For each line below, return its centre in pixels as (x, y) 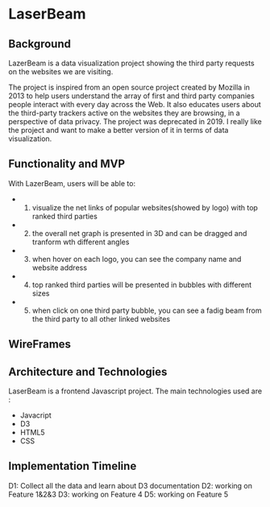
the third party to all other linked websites (101, 318)
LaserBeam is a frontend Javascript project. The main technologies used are (135, 391)
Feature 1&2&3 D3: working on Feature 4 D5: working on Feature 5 (118, 494)
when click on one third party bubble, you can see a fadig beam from (147, 310)
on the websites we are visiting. (61, 72)
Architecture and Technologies (88, 372)
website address (59, 268)
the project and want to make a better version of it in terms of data (118, 130)
